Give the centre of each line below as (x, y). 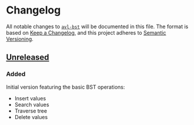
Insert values (30, 98)
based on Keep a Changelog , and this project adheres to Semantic (86, 32)
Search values (32, 104)
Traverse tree (31, 111)
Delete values (31, 117)
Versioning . (20, 39)
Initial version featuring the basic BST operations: (65, 87)
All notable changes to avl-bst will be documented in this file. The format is (97, 26)
